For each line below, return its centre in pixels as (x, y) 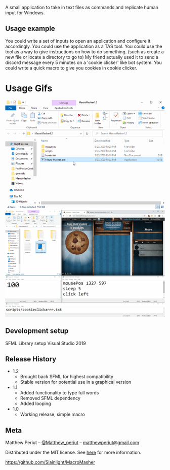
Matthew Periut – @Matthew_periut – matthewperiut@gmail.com (72, 443)
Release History (31, 359)
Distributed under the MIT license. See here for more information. (73, 452)
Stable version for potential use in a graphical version (76, 382)
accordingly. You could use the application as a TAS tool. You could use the (84, 46)
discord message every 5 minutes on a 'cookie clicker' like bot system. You (83, 62)
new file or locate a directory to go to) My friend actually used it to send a (82, 57)
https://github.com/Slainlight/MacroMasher (50, 462)
